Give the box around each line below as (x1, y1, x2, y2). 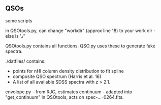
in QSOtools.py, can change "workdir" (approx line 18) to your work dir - (5, 28, 156, 34)
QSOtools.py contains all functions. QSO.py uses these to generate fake (5, 43, 156, 49)
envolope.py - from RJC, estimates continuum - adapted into (5, 89, 133, 95)
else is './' (5, 33, 25, 39)
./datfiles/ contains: (5, 58, 46, 64)
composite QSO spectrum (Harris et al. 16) (12, 73, 102, 80)
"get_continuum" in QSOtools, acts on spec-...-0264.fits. (5, 94, 124, 100)
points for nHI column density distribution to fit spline (12, 68, 124, 74)
